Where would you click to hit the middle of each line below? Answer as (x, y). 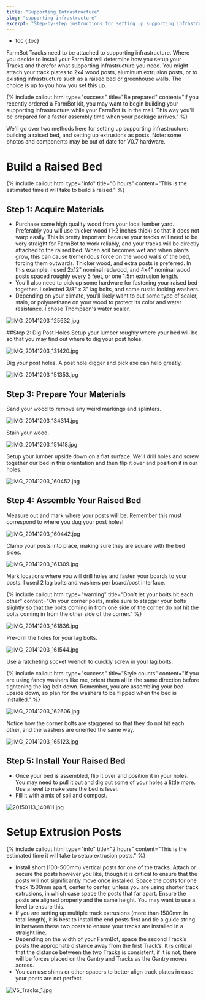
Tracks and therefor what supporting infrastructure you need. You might (97, 66)
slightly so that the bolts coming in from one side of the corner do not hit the (103, 607)
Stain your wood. (28, 433)
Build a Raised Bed (54, 167)
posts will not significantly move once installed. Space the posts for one (106, 880)
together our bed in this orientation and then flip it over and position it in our (102, 463)
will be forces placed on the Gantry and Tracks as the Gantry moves (101, 958)
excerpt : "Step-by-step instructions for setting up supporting (90, 23)
